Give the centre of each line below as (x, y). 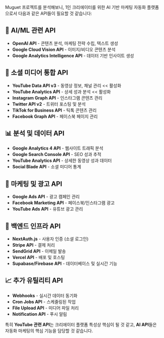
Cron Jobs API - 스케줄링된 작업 (44, 301)
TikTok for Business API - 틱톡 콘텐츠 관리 (54, 110)
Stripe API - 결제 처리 (33, 245)
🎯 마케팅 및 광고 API (34, 184)
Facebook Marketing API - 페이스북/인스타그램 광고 (63, 203)
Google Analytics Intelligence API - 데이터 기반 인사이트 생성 (73, 55)
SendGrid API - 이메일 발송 (39, 251)
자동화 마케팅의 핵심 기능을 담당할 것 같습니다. (49, 331)
